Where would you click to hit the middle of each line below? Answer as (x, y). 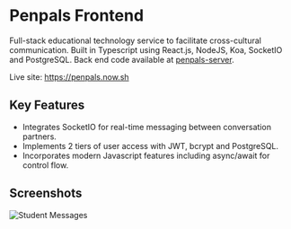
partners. (39, 137)
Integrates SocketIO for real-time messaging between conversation (147, 127)
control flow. (45, 165)
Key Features (47, 106)
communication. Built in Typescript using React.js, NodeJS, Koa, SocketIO (146, 49)
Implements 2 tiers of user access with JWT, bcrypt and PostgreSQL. (150, 145)
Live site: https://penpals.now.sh (69, 76)
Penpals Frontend (77, 16)
